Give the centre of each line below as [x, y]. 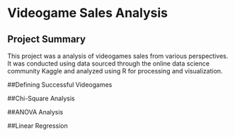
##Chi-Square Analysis [41, 98]
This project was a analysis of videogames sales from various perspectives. [118, 56]
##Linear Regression [38, 126]
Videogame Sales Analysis [88, 13]
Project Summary [47, 39]
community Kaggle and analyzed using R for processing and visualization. [115, 71]
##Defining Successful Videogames [60, 85]
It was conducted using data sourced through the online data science [109, 64]
